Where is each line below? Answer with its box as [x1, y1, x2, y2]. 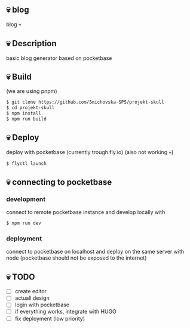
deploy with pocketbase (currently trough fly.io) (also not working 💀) [6, 148, 174, 155]
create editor [14, 288, 47, 295]
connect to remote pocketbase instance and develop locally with [6, 209, 166, 216]
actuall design [14, 294, 50, 302]
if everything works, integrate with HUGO [14, 308, 117, 315]
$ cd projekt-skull [6, 105, 55, 111]
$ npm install [6, 110, 42, 116]
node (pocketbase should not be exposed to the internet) [6, 254, 147, 261]
